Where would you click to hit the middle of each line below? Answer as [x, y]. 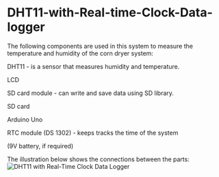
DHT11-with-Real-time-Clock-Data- [110, 13]
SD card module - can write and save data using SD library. [91, 93]
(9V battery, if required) [40, 146]
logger [26, 27]
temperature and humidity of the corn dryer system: [80, 53]
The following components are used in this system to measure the [100, 46]
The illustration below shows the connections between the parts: [98, 159]
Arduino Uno [25, 119]
